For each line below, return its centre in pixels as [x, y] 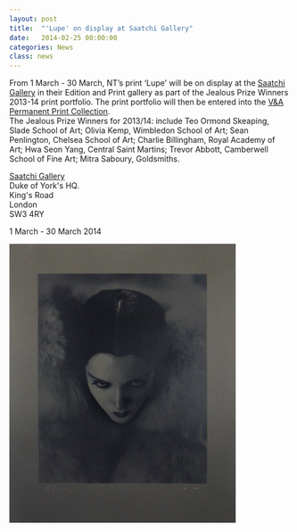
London [23, 204]
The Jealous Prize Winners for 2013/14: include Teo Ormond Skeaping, [140, 121]
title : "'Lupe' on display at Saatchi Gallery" [101, 28]
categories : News [41, 47]
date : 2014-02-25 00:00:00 [63, 37]
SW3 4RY [27, 214]
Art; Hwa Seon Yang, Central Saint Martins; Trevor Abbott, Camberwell [139, 150]
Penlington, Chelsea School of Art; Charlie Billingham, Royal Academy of [142, 140]
